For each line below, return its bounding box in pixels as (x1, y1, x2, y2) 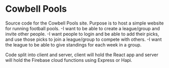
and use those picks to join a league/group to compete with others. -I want (5, 36, 162, 42)
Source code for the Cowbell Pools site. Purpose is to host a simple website (5, 20, 164, 26)
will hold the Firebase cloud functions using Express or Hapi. (5, 57, 132, 63)
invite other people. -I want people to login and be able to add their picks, (5, 31, 159, 37)
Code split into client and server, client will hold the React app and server (5, 52, 159, 58)
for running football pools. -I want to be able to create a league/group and (5, 25, 160, 31)
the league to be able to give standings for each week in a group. (5, 41, 142, 48)
